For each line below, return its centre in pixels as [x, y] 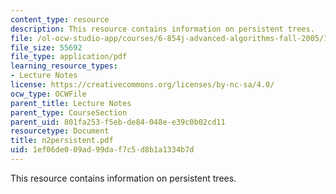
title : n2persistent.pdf [62, 141]
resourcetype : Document [60, 131]
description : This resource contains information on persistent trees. [162, 29]
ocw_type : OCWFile [48, 94]
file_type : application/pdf [69, 57]
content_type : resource [60, 19]
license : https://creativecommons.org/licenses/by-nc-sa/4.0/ [142, 85]
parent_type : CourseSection [69, 112]
